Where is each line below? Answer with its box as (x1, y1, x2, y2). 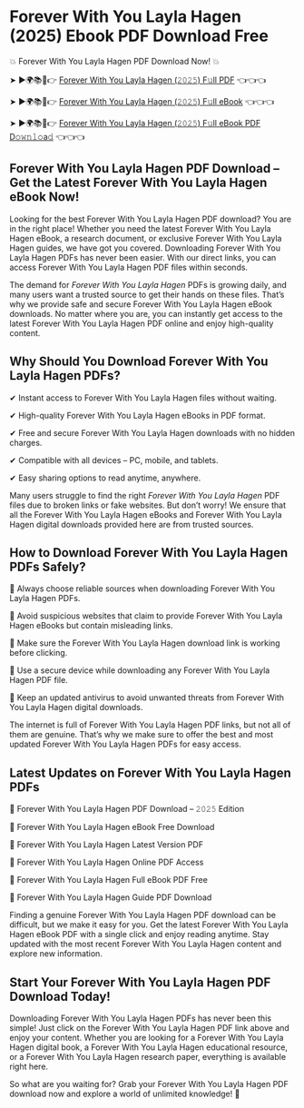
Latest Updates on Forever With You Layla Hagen (9, 765, 292, 780)
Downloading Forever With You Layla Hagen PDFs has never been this (9, 1013, 272, 1024)
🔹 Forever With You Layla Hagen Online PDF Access (9, 856, 204, 868)
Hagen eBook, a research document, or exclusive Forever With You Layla (9, 232, 282, 243)
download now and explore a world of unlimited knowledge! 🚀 (9, 1088, 240, 1099)
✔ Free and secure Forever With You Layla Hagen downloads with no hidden (9, 427, 295, 438)
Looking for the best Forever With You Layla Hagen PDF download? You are (9, 213, 292, 224)
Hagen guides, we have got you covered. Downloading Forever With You (9, 242, 281, 253)
